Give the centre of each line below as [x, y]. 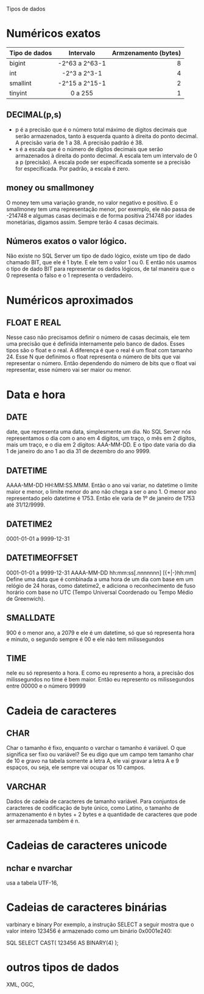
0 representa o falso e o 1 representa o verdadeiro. [70, 275]
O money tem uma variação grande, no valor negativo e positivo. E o [92, 202]
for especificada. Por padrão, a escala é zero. [72, 168]
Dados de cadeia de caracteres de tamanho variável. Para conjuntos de [96, 801]
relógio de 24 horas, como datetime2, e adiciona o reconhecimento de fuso [101, 585]
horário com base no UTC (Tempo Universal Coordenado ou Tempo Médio [100, 592]
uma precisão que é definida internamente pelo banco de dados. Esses [96, 344]
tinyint [18, 93]
